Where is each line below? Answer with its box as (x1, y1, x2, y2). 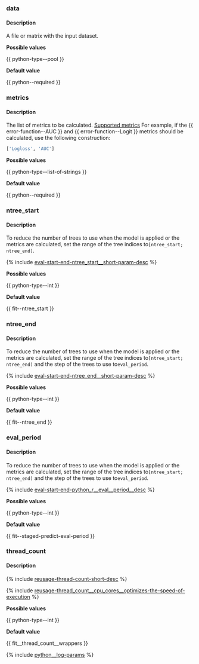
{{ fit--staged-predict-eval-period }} (6, 532, 95, 539)
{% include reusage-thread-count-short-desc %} (6, 575, 128, 582)
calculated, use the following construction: (6, 134, 111, 142)
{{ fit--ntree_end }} (6, 418, 52, 426)
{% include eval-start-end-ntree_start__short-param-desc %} (6, 259, 157, 266)
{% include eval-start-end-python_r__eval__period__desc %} (6, 486, 155, 493)
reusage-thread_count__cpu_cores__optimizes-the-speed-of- (34, 587, 185, 594)
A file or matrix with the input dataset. (6, 32, 99, 39)
